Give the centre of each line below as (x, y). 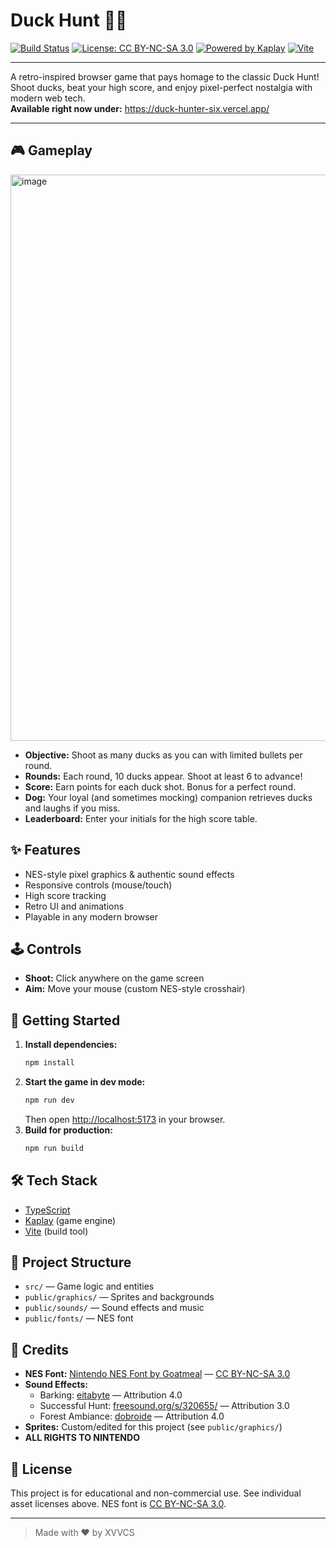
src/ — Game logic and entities (89, 1286)
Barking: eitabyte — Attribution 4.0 (111, 1395)
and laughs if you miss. (72, 808)
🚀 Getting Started (65, 1020)
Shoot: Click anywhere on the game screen (114, 978)
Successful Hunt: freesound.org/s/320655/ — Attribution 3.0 (164, 1406)
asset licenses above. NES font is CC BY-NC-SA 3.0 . (118, 1504)
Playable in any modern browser (91, 916)
